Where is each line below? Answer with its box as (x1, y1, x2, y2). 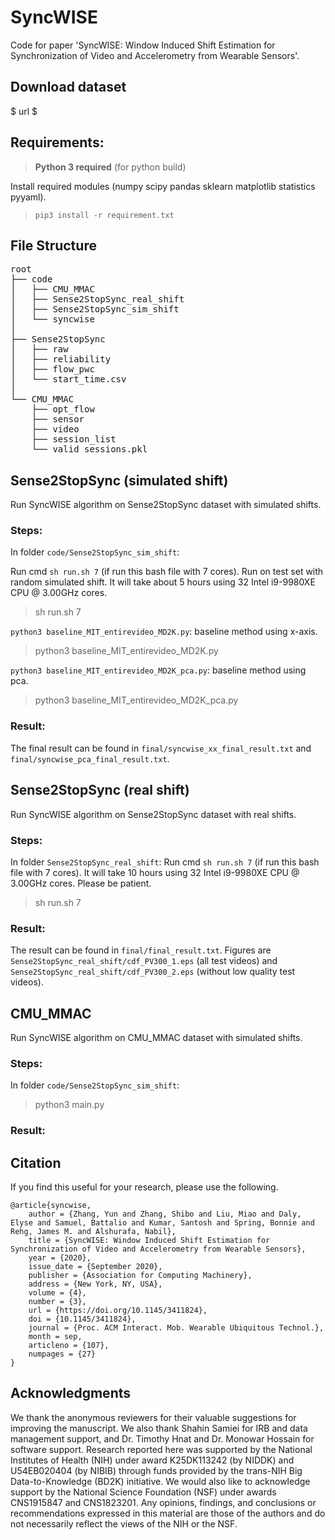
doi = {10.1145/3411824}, (28, 1314, 137, 1325)
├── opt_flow (31, 404, 95, 415)
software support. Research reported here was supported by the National (10, 1443, 313, 1455)
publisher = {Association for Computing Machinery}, (28, 1271, 253, 1281)
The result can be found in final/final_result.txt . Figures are (10, 944, 272, 956)
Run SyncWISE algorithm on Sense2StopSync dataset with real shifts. (10, 808, 297, 820)
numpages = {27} (28, 1349, 97, 1360)
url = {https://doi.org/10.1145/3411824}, (28, 1306, 208, 1316)
